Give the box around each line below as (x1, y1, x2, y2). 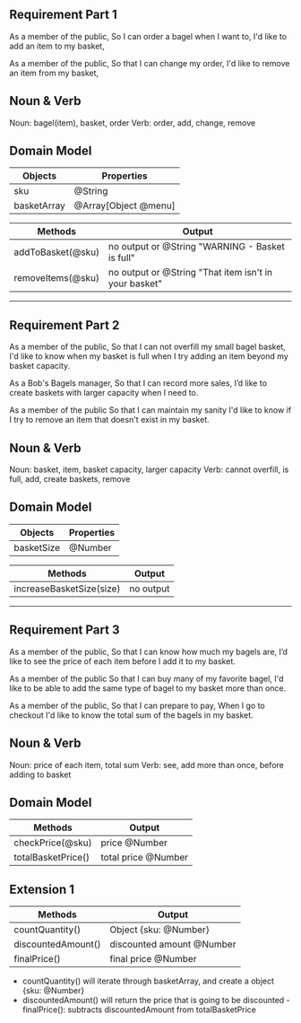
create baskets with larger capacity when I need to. (9, 388, 199, 398)
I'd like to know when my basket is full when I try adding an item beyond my (9, 351, 288, 362)
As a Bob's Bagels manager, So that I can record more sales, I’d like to (9, 378, 267, 389)
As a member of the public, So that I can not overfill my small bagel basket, (9, 341, 287, 353)
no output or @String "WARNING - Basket (107, 240, 285, 253)
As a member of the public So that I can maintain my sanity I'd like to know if (9, 405, 292, 415)
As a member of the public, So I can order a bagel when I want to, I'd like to (9, 31, 288, 41)
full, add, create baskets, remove (9, 474, 131, 485)
